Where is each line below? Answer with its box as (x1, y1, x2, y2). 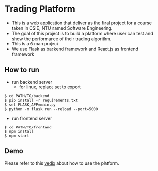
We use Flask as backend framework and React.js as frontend (11, 46, 138, 52)
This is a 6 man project (11, 41, 59, 46)
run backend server (11, 79, 53, 85)
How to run (4, 66, 40, 74)
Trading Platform (4, 3, 75, 15)
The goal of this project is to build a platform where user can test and (11, 30, 153, 36)
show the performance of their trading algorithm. (11, 36, 112, 42)
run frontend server (11, 115, 52, 121)
